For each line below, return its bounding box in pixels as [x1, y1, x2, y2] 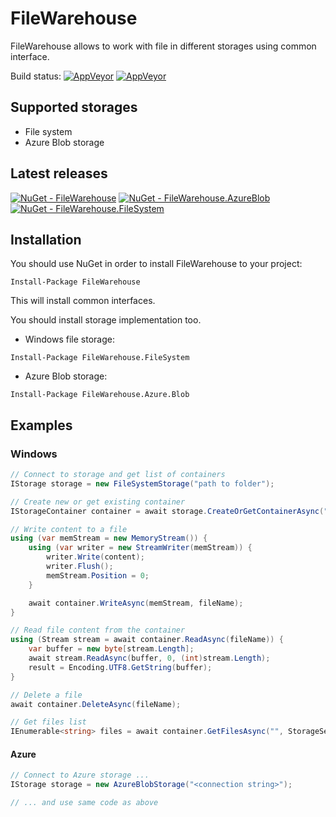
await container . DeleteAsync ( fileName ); [10, 699, 182, 709]
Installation [10, 231, 82, 248]
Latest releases [10, 165, 108, 182]
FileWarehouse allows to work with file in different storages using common [10, 40, 317, 52]
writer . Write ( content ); [46, 552, 145, 562]
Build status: [10, 70, 62, 82]
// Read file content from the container [10, 625, 186, 636]
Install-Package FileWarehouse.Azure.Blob [10, 390, 190, 400]
